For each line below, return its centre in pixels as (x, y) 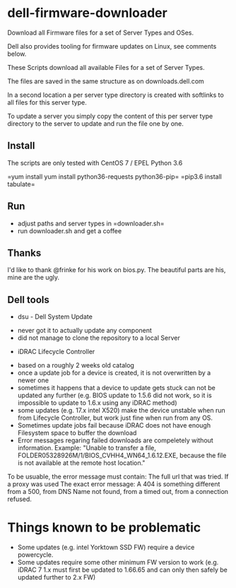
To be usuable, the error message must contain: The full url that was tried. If (118, 477)
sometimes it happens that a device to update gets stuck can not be (116, 388)
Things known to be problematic (104, 528)
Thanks (24, 253)
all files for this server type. (47, 102)
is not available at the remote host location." (81, 463)
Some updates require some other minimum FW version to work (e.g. (118, 563)
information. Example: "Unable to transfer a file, (87, 448)
